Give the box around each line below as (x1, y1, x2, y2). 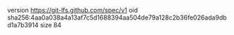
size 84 (39, 21, 62, 29)
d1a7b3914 (7, 21, 39, 29)
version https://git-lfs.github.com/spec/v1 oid (7, 6, 138, 14)
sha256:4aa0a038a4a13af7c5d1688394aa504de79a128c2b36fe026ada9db (7, 13, 227, 22)
